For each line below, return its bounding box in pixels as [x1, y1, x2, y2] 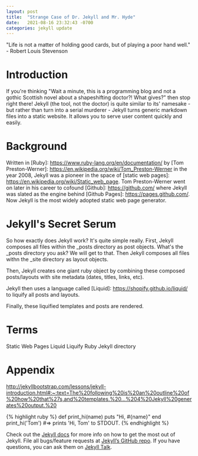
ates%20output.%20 [6, 402, 57, 409]
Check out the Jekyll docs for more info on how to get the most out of [6, 431, 176, 438]
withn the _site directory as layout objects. [6, 256, 109, 263]
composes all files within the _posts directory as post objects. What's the [6, 243, 184, 251]
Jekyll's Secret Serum [6, 218, 117, 231]
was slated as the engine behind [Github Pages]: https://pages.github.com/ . [6, 191, 190, 198]
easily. [6, 119, 22, 126]
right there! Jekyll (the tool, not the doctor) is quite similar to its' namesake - [6, 100, 191, 107]
